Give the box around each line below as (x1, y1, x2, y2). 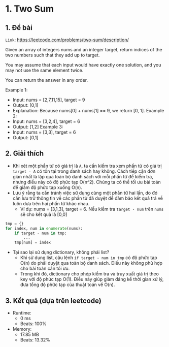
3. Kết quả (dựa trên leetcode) (5, 296, 102, 305)
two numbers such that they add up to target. (5, 52, 100, 58)
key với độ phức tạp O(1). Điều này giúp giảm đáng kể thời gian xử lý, (20, 276, 164, 282)
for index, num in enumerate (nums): (5, 226, 83, 231)
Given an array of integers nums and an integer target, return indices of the (5, 47, 162, 52)
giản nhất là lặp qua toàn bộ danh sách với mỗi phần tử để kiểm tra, (12, 173, 153, 179)
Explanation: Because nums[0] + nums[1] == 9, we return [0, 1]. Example (12, 108, 164, 113)
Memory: (12, 326, 32, 332)
